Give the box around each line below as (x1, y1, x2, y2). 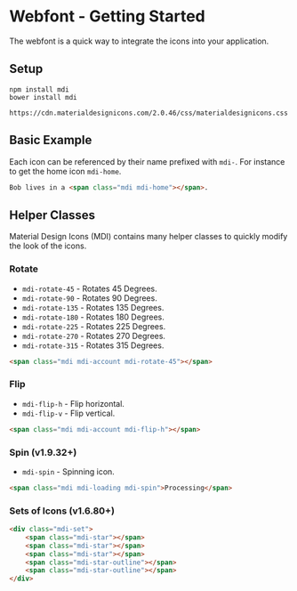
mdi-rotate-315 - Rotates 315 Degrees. (21, 340, 165, 351)
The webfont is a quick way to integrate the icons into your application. (9, 36, 269, 46)
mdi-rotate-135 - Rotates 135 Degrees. (21, 302, 165, 312)
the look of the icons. (9, 240, 87, 251)
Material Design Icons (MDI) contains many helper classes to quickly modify (9, 231, 288, 242)
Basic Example (9, 133, 92, 148)
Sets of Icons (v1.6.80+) (9, 505, 116, 517)
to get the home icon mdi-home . (9, 166, 122, 176)
